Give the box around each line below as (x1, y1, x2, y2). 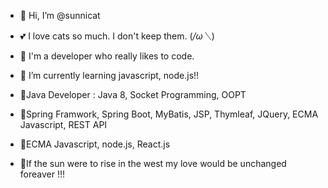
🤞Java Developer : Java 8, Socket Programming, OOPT (19, 89, 247, 100)
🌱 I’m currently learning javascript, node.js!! (19, 70, 200, 81)
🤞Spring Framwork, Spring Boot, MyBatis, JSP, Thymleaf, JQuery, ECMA (19, 108, 319, 120)
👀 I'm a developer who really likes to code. (19, 50, 195, 62)
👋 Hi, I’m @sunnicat (19, 10, 101, 21)
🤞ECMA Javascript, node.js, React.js (19, 138, 171, 150)
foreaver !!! (19, 168, 65, 180)
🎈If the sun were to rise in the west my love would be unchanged (19, 158, 287, 169)
